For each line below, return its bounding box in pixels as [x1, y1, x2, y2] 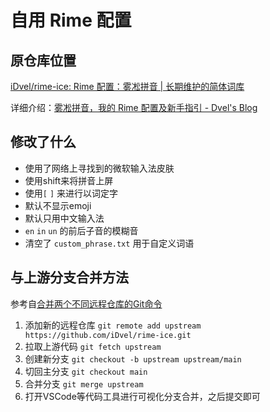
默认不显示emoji [24, 199, 92, 211]
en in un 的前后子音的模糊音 [24, 224, 139, 236]
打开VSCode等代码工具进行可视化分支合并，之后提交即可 [24, 390, 261, 402]
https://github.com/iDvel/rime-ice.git [24, 330, 192, 340]
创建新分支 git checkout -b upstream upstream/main [24, 352, 242, 365]
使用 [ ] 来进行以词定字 [24, 187, 119, 199]
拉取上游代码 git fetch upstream [24, 340, 162, 352]
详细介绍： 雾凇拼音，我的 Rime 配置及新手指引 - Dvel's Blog [10, 102, 258, 113]
